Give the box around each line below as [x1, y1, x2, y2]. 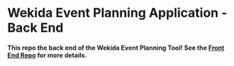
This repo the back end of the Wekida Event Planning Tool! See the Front [7, 44, 225, 52]
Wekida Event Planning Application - [7, 5, 228, 21]
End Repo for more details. [7, 51, 87, 59]
